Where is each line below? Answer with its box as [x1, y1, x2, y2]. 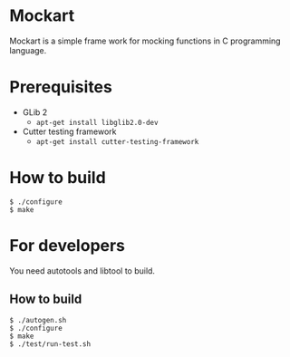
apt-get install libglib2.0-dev [35, 118, 159, 127]
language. [9, 44, 47, 55]
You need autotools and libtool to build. [9, 265, 156, 276]
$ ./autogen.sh [9, 315, 67, 324]
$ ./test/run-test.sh [9, 339, 92, 349]
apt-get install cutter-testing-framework [35, 137, 199, 146]
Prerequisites [9, 77, 113, 98]
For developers [9, 236, 125, 256]
